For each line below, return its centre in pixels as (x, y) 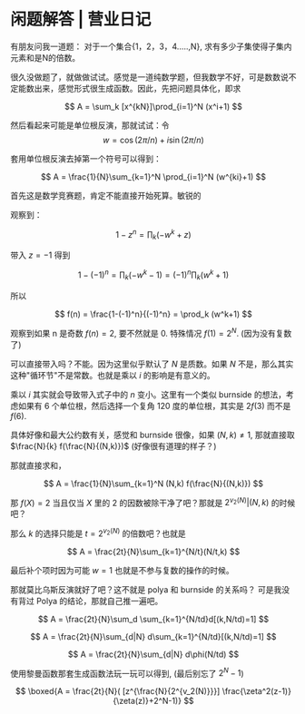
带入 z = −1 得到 (40, 255)
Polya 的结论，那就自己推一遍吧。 (99, 601)
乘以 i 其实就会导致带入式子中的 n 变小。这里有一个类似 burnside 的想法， (148, 394)
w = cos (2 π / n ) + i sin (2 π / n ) (153, 140)
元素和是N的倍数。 (45, 57)
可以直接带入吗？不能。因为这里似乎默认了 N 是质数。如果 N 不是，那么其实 (152, 364)
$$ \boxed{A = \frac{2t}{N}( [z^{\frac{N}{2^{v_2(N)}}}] (118, 691)
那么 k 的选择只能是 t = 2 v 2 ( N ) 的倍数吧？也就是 (98, 533)
